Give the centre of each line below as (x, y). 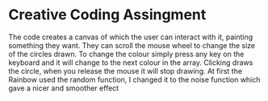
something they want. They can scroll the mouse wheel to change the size (132, 45)
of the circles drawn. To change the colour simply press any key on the (126, 54)
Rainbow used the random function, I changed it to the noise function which (134, 79)
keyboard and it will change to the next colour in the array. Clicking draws (131, 63)
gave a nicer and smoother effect (64, 88)
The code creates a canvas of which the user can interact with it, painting (131, 37)
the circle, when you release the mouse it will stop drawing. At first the (126, 71)
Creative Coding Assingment (107, 15)
